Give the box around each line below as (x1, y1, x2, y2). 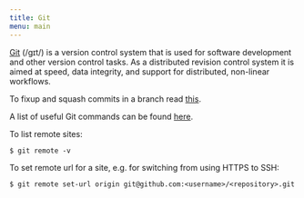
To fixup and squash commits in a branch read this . (9, 93, 202, 104)
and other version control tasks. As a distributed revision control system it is (9, 56, 294, 67)
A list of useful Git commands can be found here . (9, 111, 194, 122)
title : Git (9, 13, 51, 23)
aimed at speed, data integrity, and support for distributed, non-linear (9, 65, 270, 77)
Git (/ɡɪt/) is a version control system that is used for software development (9, 46, 292, 57)
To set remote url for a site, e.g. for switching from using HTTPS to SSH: (9, 162, 279, 173)
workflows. (9, 75, 52, 86)
